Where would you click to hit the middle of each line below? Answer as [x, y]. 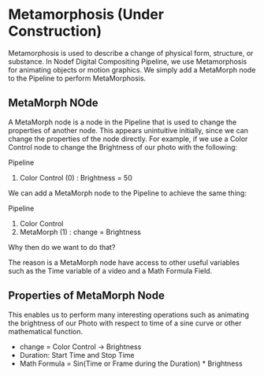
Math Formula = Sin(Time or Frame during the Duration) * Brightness [131, 363]
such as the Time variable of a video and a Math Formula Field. [110, 270]
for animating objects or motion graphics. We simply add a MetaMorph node [132, 69]
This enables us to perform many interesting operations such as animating [129, 315]
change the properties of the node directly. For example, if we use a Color [128, 139]
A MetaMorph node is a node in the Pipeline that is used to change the [123, 122]
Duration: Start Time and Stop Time [77, 355]
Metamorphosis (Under [86, 15]
